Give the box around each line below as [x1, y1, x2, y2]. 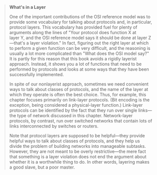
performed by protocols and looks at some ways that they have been [9, 66, 149, 72]
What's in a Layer [9, 4, 46, 10]
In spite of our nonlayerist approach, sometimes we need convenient [9, 81, 149, 87]
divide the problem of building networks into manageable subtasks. [9, 143, 146, 149]
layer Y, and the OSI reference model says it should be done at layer [9, 35, 148, 41]
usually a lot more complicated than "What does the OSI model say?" [9, 50, 150, 56]
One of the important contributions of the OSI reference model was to [9, 14, 151, 19]
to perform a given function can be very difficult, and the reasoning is [9, 45, 151, 51]
